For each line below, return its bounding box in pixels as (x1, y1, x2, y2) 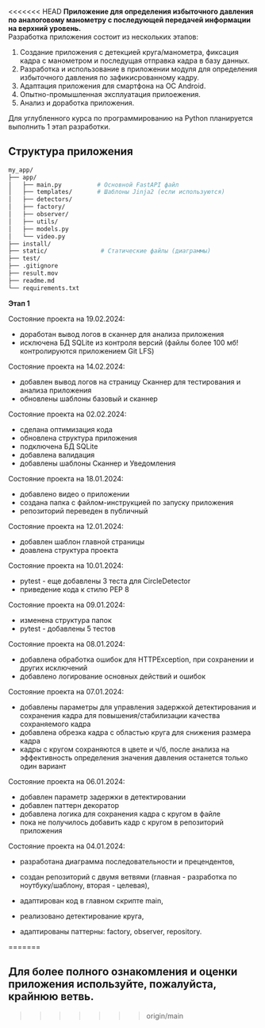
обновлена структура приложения (19, 433, 137, 443)
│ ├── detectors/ (8, 195, 73, 203)
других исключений (19, 663, 88, 672)
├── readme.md (8, 276, 56, 284)
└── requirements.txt (8, 284, 80, 292)
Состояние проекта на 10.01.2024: (8, 560, 125, 570)
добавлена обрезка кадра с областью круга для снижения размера (19, 727, 252, 737)
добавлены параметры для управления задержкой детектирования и (19, 702, 256, 712)
